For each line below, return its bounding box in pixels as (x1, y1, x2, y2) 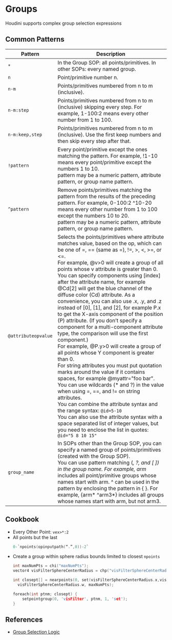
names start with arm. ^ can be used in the (57, 478, 160, 485)
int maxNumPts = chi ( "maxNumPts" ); (12, 563, 89, 568)
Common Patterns (5, 35, 65, 44)
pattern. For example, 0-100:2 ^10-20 (57, 199, 152, 206)
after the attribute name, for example (57, 278, 146, 286)
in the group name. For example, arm (57, 465, 147, 472)
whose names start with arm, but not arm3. (57, 497, 161, 505)
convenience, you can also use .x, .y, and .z (57, 297, 162, 305)
